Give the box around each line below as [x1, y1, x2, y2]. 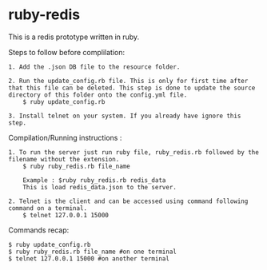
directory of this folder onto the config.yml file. [8, 90, 188, 99]
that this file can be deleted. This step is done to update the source [8, 84, 256, 92]
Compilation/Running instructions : [8, 133, 122, 142]
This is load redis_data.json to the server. [22, 183, 177, 191]
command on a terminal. [8, 204, 88, 212]
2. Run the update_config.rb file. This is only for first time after [8, 77, 249, 85]
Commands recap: [8, 225, 70, 235]
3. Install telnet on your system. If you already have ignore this [8, 112, 241, 120]
